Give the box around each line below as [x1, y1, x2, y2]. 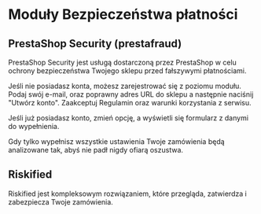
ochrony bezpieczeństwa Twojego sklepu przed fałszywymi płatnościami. [8, 66, 247, 76]
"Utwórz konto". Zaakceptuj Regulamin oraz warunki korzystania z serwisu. [8, 98, 252, 107]
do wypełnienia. [8, 122, 60, 131]
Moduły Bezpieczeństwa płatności [8, 6, 238, 24]
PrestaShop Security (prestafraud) [8, 37, 182, 50]
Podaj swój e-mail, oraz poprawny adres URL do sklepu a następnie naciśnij [8, 90, 254, 99]
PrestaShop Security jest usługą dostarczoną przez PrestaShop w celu [8, 57, 237, 67]
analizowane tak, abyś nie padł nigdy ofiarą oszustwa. [8, 146, 183, 154]
